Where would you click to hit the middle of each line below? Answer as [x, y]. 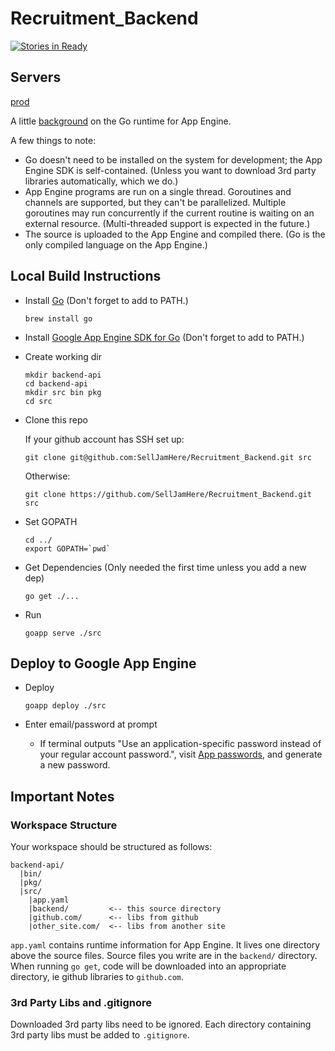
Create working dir [63, 356]
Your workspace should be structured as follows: [111, 847]
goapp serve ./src [63, 633]
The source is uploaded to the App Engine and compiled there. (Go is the [175, 234]
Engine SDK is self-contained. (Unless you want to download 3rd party [170, 170]
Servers [36, 77]
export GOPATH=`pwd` [67, 548]
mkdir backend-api [63, 375]
